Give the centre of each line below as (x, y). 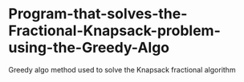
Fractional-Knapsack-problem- (114, 31)
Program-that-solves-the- (98, 14)
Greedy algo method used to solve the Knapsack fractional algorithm (122, 69)
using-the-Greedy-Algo (89, 48)
